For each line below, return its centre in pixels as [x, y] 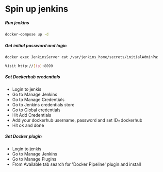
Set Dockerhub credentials [33, 77]
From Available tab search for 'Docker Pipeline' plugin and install [76, 164]
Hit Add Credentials [32, 115]
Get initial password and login [36, 45]
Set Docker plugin [24, 137]
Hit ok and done [28, 125]
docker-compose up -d [27, 34]
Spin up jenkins [37, 9]
